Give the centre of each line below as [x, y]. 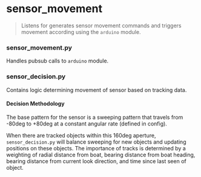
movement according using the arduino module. [81, 32]
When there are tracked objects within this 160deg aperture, [81, 135]
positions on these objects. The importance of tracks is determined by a [96, 148]
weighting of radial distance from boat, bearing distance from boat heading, [101, 155]
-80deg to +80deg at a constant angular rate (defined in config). [87, 124]
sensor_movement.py [39, 47]
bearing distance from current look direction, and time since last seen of [96, 161]
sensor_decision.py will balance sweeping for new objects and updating [96, 142]
